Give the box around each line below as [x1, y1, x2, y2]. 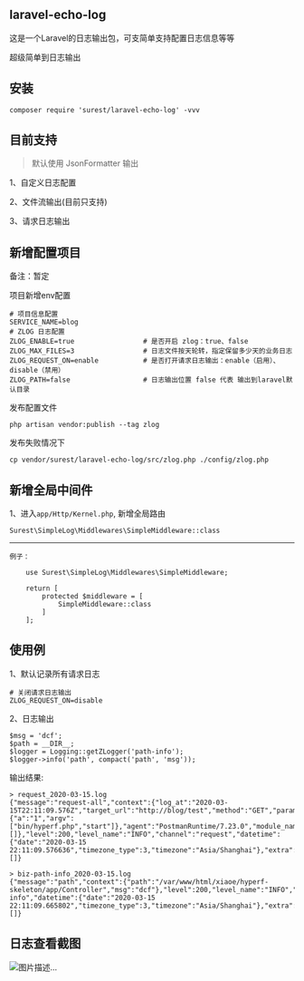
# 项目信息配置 [9, 310, 59, 319]
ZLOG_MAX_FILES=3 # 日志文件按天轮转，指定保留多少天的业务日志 [9, 346, 293, 356]
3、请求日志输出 [9, 216, 71, 227]
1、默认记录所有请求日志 [9, 668, 100, 679]
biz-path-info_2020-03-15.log [17, 869, 131, 879]
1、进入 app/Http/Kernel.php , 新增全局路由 [9, 508, 166, 520]
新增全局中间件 [9, 482, 93, 498]
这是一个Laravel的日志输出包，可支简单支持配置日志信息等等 [9, 32, 235, 44]
